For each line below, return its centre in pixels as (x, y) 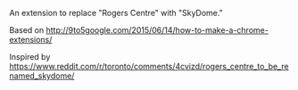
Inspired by (30, 57)
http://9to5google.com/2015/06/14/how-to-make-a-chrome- (157, 30)
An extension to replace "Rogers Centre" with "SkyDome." (116, 13)
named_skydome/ (42, 76)
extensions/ (31, 40)
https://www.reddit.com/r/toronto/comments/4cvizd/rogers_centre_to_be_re (149, 66)
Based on (27, 30)
